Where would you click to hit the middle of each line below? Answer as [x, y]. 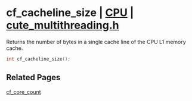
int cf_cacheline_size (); [38, 59]
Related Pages [33, 78]
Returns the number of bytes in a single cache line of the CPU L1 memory [96, 42]
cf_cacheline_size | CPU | [70, 13]
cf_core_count [24, 91]
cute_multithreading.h [63, 25]
